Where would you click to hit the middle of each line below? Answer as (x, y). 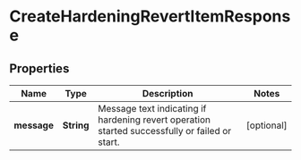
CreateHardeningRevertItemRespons (150, 17)
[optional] (267, 125)
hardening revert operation (154, 120)
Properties (39, 68)
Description (168, 93)
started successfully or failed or (165, 131)
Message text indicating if (152, 109)
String (76, 125)
